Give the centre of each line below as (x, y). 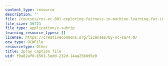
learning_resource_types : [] (35, 33)
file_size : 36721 (23, 24)
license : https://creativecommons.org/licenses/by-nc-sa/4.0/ (71, 38)
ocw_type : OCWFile (24, 42)
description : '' (22, 14)
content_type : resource (30, 10)
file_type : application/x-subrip (40, 28)
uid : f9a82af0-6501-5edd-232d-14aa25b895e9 (51, 56)
